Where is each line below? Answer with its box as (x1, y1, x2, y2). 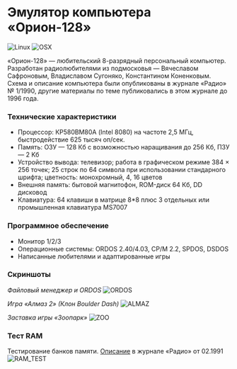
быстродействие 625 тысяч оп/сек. (17, 135, 125, 144)
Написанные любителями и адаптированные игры (17, 252, 171, 261)
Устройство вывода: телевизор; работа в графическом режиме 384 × (17, 158, 230, 166)
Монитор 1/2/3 (17, 237, 62, 245)
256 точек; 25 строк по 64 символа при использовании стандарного (17, 166, 226, 174)
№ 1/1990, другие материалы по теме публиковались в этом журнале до (7, 86, 228, 95)
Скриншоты (7, 270, 52, 280)
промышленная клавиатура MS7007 (17, 203, 128, 212)
